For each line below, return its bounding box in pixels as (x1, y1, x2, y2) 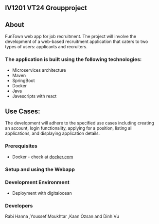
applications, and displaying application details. (5, 130, 100, 136)
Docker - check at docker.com (12, 154, 73, 160)
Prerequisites (5, 143, 37, 149)
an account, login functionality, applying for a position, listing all (5, 125, 133, 131)
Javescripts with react (12, 93, 57, 99)
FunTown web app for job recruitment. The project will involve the (5, 34, 137, 40)
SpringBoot (12, 78, 35, 83)
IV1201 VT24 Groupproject (5, 4, 88, 12)
